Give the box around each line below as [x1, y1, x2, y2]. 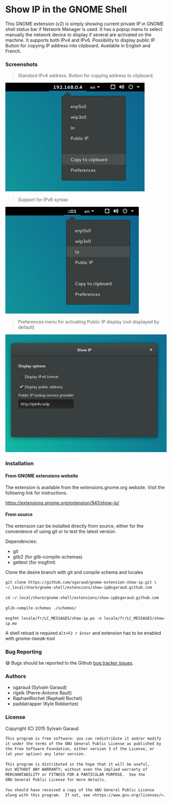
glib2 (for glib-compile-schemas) [12, 554, 83, 560]
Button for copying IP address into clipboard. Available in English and [5, 42, 151, 48]
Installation [5, 460, 34, 467]
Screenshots [5, 61, 38, 68]
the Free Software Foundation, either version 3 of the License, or [5, 746, 155, 752]
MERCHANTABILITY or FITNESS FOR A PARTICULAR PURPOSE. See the [5, 772, 145, 777]
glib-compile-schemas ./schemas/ [5, 605, 77, 611]
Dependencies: [5, 538, 37, 544]
